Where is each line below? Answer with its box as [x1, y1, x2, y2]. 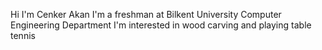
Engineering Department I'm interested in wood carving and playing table [10, 19, 312, 31]
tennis [10, 30, 36, 41]
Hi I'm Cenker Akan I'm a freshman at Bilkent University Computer [10, 9, 282, 20]
